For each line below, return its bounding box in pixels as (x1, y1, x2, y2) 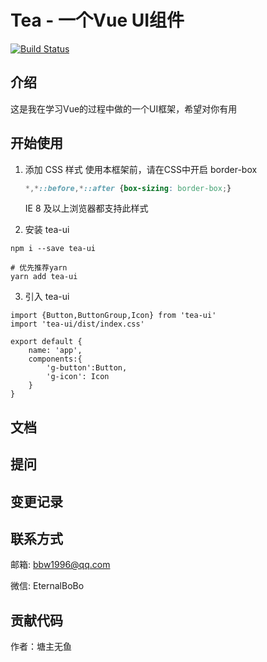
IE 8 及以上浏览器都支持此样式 (24, 202, 149, 215)
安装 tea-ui (24, 224, 70, 236)
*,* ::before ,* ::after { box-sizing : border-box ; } (24, 183, 232, 193)
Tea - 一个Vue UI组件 (10, 9, 185, 32)
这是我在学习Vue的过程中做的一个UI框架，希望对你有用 (10, 102, 238, 115)
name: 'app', (28, 346, 83, 356)
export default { (10, 337, 83, 347)
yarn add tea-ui (10, 272, 78, 282)
